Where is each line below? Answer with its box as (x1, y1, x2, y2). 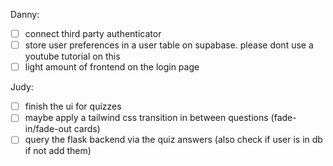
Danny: (10, 9, 40, 20)
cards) (73, 123, 101, 135)
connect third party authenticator (24, 28, 162, 39)
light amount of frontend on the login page (24, 61, 200, 73)
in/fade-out (24, 123, 72, 135)
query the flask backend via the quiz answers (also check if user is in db (24, 134, 323, 146)
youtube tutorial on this (24, 50, 121, 63)
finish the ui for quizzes (24, 100, 122, 113)
